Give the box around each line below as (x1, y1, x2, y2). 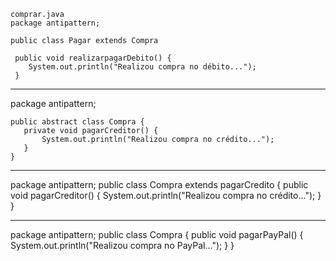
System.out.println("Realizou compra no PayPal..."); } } (10, 240, 235, 251)
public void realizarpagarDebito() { (14, 53, 172, 63)
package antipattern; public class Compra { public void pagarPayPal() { (10, 229, 304, 240)
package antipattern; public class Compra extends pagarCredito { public (10, 179, 309, 190)
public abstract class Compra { (10, 117, 145, 127)
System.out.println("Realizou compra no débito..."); (28, 62, 257, 72)
